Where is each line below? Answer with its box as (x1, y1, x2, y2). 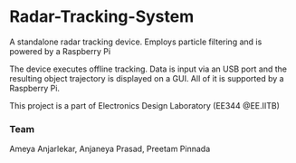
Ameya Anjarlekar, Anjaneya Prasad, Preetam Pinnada (9, 143, 211, 155)
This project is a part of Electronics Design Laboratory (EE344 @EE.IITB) (9, 100, 281, 110)
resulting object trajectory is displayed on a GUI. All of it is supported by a (9, 72, 284, 83)
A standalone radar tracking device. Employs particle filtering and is (9, 36, 263, 47)
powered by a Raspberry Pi (9, 45, 111, 56)
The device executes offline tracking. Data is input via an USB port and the (9, 63, 288, 74)
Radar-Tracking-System (9, 6, 195, 27)
